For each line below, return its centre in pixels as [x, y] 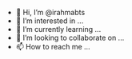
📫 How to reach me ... [53, 47]
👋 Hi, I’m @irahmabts [50, 12]
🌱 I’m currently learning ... [58, 29]
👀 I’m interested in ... [50, 21]
